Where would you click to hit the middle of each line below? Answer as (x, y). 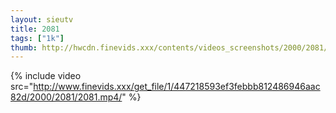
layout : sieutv (42, 19)
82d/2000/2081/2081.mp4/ (66, 97)
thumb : (24, 47)
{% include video (46, 76)
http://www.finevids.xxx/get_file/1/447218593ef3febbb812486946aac (177, 87)
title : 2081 (35, 29)
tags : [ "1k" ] (37, 38)
